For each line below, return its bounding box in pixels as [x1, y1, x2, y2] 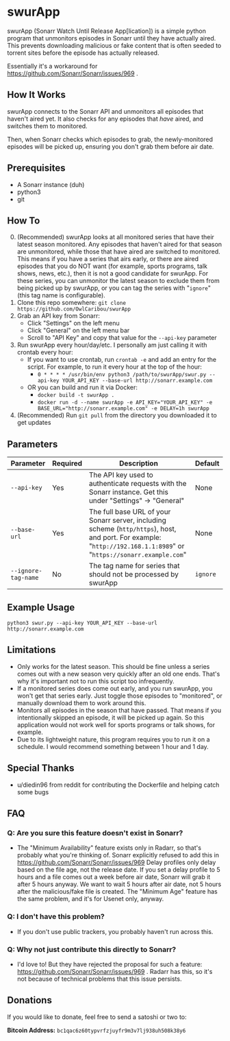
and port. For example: [88, 532, 162, 542]
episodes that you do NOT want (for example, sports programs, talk [16, 262, 207, 271]
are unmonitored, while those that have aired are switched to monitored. [16, 247, 220, 256]
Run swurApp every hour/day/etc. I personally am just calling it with [16, 341, 207, 350]
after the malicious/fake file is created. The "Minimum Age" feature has [16, 887, 218, 896]
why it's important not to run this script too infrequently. [16, 676, 175, 685]
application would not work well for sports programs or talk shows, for [16, 720, 216, 728]
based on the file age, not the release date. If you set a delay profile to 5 [16, 866, 220, 874]
